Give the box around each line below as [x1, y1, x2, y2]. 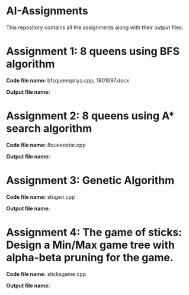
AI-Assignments [6, 4, 88, 18]
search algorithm [6, 122, 92, 135]
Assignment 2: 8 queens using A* [6, 109, 175, 123]
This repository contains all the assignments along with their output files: [6, 24, 184, 31]
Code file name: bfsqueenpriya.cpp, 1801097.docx [6, 77, 130, 84]
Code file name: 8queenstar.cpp [6, 141, 86, 148]
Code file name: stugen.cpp [6, 193, 75, 200]
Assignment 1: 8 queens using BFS [6, 45, 180, 58]
